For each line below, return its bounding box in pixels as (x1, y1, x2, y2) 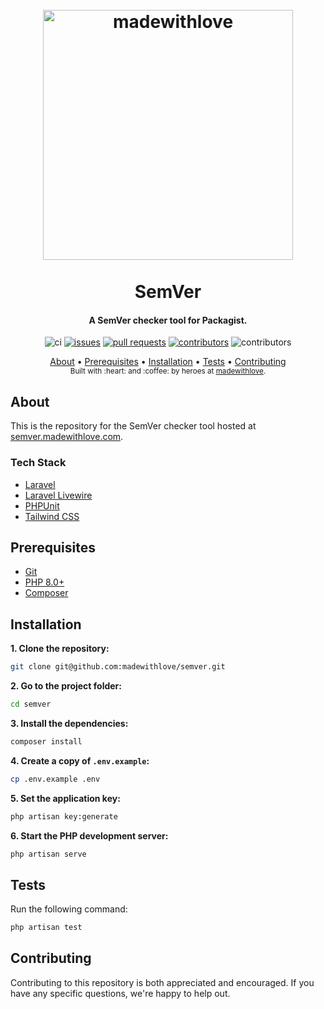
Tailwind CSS (24, 510, 80, 522)
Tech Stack (10, 456, 67, 470)
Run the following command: (10, 903, 128, 915)
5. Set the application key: (10, 792, 121, 804)
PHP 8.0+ (24, 576, 65, 588)
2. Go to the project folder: (10, 680, 122, 692)
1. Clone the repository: (10, 643, 110, 655)
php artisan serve (10, 849, 87, 859)
